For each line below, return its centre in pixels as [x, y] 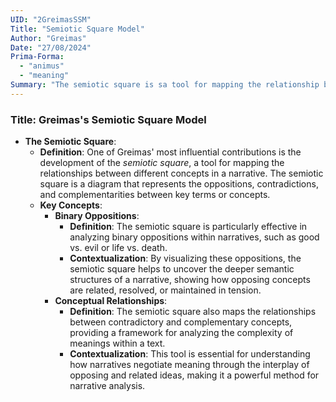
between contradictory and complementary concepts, [181, 322]
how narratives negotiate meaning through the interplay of [189, 365]
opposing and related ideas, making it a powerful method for [194, 375]
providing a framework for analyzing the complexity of [181, 333]
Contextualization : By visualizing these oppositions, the [185, 258]
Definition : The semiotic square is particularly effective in [188, 227]
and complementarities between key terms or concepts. [155, 195]
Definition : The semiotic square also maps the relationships [193, 312]
